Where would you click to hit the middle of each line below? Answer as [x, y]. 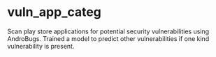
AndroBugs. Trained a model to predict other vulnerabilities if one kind [108, 38]
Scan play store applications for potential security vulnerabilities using [108, 31]
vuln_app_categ [54, 12]
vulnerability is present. [41, 46]
